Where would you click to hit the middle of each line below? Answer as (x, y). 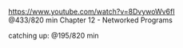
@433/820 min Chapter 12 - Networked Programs (91, 20)
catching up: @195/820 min (54, 36)
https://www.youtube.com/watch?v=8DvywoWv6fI (91, 12)
